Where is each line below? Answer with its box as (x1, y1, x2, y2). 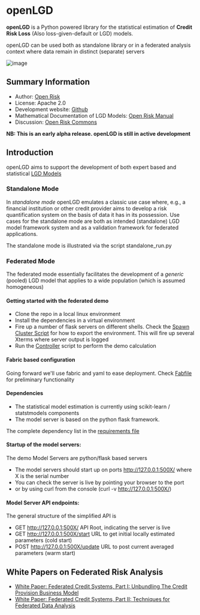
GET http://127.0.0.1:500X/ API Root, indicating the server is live (14, 524, 171, 532)
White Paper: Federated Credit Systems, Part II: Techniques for (14, 595, 170, 602)
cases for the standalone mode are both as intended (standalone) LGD (6, 217, 180, 225)
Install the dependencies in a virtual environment (14, 317, 135, 324)
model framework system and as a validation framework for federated (6, 223, 178, 231)
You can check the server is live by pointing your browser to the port (14, 479, 184, 486)
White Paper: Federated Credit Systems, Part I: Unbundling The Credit (14, 583, 187, 590)
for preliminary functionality (6, 376, 75, 383)
